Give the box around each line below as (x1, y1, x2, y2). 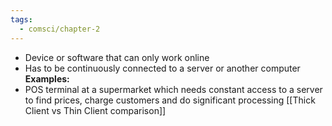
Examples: (24, 72, 70, 85)
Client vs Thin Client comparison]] (24, 104, 167, 116)
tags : (10, 14, 33, 25)
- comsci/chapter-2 (19, 24, 101, 34)
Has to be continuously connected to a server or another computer (24, 62, 301, 74)
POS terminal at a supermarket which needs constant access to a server (24, 83, 323, 95)
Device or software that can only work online (24, 51, 210, 63)
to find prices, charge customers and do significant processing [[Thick (24, 94, 316, 106)
